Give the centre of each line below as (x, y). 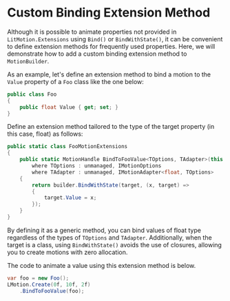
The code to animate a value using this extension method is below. (102, 265)
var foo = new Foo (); (38, 278)
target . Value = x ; (70, 198)
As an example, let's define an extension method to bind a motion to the (109, 74)
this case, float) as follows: (45, 134)
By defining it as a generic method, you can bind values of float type (104, 230)
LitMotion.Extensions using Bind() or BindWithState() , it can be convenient (115, 39)
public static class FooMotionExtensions (67, 147)
